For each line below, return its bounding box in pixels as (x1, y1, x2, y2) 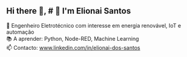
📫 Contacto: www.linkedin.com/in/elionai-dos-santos (6, 44, 140, 51)
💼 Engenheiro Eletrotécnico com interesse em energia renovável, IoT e (6, 22, 182, 29)
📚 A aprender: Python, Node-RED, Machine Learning (6, 35, 139, 42)
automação (6, 28, 34, 35)
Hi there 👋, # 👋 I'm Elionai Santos (6, 6, 131, 16)
